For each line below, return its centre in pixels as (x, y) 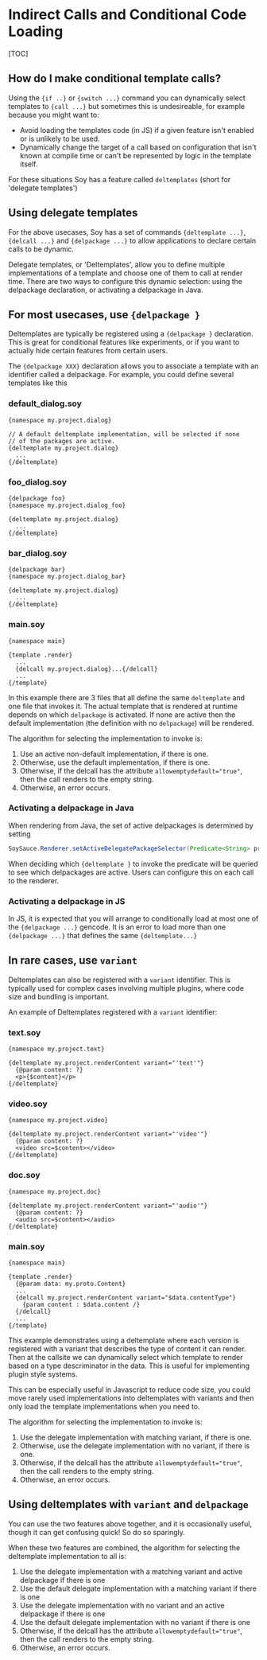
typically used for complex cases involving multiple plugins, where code (126, 988)
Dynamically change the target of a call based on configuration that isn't (138, 147)
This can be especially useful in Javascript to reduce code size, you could (130, 1389)
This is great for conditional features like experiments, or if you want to (124, 342)
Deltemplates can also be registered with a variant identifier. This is (120, 980)
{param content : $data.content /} (81, 1305)
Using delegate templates (73, 213)
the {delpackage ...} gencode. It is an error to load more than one (117, 927)
